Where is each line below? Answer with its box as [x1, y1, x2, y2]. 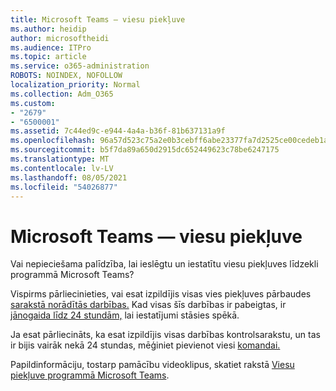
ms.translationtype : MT [10, 154, 110, 164]
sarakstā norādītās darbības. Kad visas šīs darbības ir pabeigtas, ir [10, 299, 287, 311]
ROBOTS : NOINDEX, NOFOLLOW [10, 71, 123, 81]
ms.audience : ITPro [10, 42, 92, 53]
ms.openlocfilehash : [10, 136, 97, 146]
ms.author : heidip [10, 24, 87, 34]
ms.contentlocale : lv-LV [10, 163, 114, 173]
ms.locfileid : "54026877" [10, 182, 118, 192]
